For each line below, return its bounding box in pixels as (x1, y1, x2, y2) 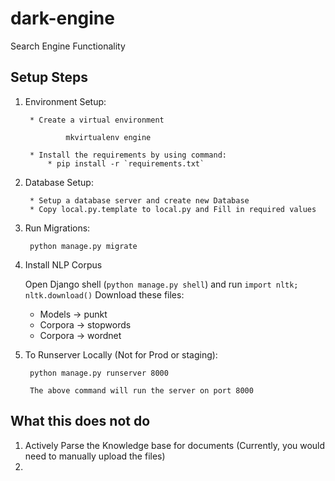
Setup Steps (10, 69, 88, 86)
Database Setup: (24, 176, 94, 188)
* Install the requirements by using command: (29, 150, 227, 160)
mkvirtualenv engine (65, 132, 152, 142)
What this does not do (10, 413, 151, 430)
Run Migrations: (24, 222, 91, 234)
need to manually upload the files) (24, 450, 166, 462)
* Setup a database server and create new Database (29, 195, 250, 206)
